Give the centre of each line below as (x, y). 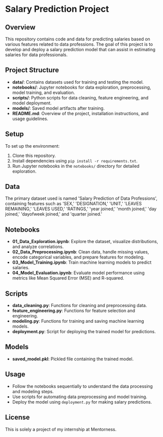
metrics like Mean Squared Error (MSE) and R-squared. (68, 278)
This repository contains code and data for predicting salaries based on (78, 39)
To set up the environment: (33, 146)
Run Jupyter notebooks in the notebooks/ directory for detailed (76, 166)
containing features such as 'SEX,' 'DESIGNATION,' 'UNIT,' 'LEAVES (73, 204)
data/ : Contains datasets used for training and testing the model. (78, 82)
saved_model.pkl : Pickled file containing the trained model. (73, 359)
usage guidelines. (30, 119)
